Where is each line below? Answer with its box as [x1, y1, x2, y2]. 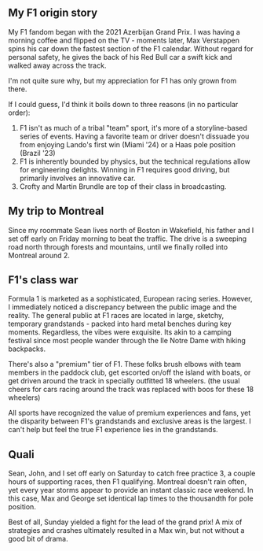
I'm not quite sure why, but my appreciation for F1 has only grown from [8, 76, 237, 85]
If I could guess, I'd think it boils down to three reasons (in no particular [8, 99, 239, 109]
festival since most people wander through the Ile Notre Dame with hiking [8, 336, 246, 346]
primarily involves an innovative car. [19, 173, 136, 183]
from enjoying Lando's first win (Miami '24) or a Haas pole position [19, 139, 236, 149]
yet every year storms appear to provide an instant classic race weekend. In [8, 486, 254, 495]
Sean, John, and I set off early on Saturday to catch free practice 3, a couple [8, 468, 256, 479]
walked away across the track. [8, 61, 107, 70]
